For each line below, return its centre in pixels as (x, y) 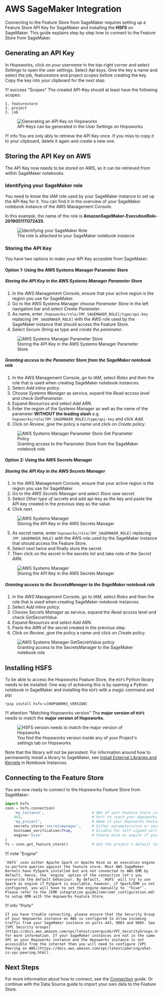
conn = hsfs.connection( (30, 808)
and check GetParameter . (38, 398)
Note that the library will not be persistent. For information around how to (78, 752)
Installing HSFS (29, 668)
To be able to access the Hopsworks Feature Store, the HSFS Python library (80, 680)
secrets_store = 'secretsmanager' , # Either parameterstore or (81, 826)
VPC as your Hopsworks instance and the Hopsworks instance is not (75, 940)
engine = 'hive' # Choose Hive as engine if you (86, 835)
